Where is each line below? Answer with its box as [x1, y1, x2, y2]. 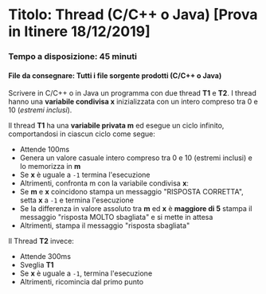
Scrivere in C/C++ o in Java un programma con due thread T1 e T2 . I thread [8, 88, 256, 98]
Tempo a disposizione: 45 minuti [8, 51, 138, 62]
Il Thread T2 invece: [8, 237, 74, 246]
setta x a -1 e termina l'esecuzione [19, 195, 134, 205]
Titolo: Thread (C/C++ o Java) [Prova [8, 6, 258, 24]
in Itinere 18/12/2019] [8, 22, 151, 41]
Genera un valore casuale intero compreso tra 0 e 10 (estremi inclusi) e [19, 153, 252, 163]
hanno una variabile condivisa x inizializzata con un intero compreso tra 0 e [8, 97, 259, 107]
